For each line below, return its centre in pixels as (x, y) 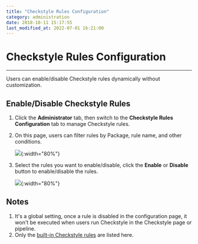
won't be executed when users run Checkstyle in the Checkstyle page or (103, 222)
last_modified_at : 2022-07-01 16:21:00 (55, 28)
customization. (24, 85)
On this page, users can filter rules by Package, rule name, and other (98, 135)
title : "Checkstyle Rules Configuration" (58, 11)
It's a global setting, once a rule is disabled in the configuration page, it (101, 216)
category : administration (38, 17)
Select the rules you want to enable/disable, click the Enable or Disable (101, 165)
